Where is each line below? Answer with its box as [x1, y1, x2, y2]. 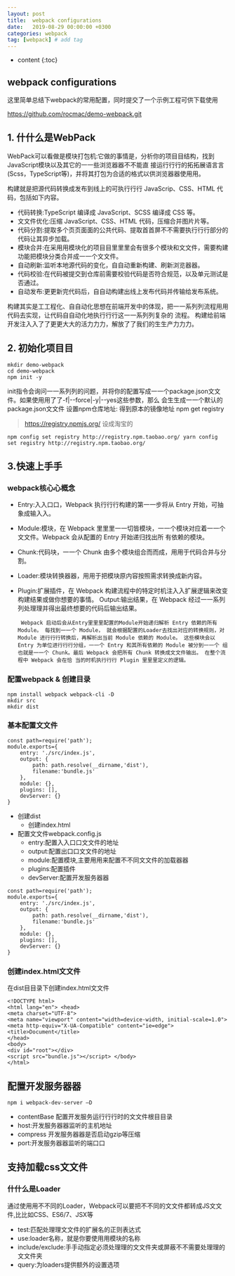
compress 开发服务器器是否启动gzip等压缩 [17, 1130, 141, 1138]
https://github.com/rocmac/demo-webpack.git [7, 110, 142, 118]
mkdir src [7, 697, 36, 704]
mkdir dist [7, 703, 39, 710]
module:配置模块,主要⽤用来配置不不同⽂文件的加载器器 [27, 856, 189, 864]
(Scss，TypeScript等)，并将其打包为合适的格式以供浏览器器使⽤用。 [7, 169, 205, 178]
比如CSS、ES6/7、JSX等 [21, 1210, 93, 1218]
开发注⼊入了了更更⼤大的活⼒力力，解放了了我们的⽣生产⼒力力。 [7, 319, 198, 328]
